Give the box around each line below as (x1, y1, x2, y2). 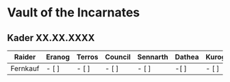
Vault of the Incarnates (7, 5, 140, 20)
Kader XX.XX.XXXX (7, 32, 95, 44)
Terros (76, 53, 99, 61)
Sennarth (137, 53, 169, 61)
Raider (14, 53, 36, 61)
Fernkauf (10, 64, 40, 73)
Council (105, 53, 131, 61)
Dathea (175, 53, 199, 61)
